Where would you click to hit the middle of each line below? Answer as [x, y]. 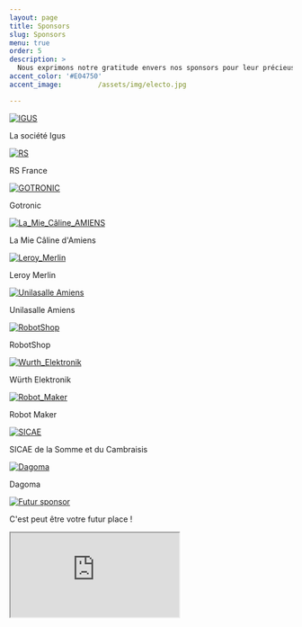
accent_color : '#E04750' [56, 76]
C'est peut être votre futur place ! [71, 519]
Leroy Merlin [33, 274]
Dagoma [25, 484]
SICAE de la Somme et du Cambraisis [79, 449]
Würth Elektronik [40, 380]
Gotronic [26, 205]
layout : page [34, 18]
